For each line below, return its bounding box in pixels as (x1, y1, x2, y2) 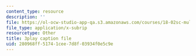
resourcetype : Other (6, 30, 57, 36)
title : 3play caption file (6, 36, 72, 41)
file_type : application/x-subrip (6, 24, 87, 31)
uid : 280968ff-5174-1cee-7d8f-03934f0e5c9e (6, 41, 114, 47)
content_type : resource (6, 8, 64, 15)
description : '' (6, 14, 45, 20)
